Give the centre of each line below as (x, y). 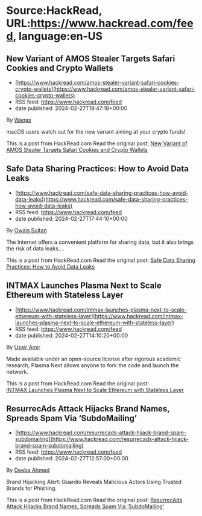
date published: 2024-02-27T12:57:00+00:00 (71, 459)
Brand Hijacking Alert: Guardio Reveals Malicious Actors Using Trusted (94, 482)
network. (17, 371)
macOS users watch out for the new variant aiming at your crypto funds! (96, 132)
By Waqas (19, 120)
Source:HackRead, (54, 11)
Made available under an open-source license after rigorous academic (93, 359)
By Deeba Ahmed (28, 470)
